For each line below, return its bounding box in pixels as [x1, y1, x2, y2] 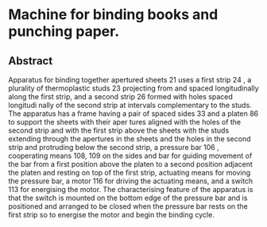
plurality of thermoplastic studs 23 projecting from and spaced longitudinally [8, 83, 259, 93]
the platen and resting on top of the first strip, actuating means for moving [8, 168, 251, 177]
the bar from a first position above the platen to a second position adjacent [8, 160, 253, 168]
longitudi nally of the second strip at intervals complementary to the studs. [8, 101, 252, 110]
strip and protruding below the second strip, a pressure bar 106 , [8, 143, 220, 152]
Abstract [8, 54, 53, 67]
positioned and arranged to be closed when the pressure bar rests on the [8, 202, 248, 211]
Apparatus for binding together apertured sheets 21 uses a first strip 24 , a [8, 75, 252, 84]
